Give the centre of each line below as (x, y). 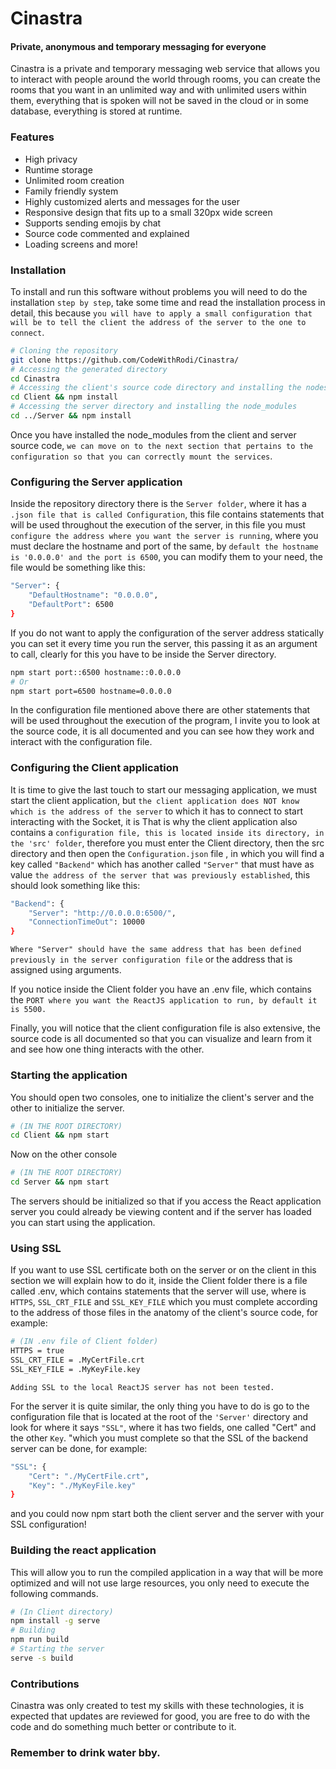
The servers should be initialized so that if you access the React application (166, 1201)
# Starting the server (57, 1649)
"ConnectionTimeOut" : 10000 (86, 922)
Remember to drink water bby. (85, 1753)
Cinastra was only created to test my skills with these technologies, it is (157, 1706)
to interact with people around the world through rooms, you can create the (165, 79)
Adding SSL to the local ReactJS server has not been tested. (142, 1387)
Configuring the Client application (94, 768)
